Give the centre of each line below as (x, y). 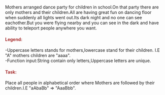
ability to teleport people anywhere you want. (51, 28)
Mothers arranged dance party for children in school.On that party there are (82, 7)
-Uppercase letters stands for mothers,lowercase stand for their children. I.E (82, 50)
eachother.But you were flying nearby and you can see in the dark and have (82, 23)
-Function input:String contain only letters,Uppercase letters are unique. (78, 61)
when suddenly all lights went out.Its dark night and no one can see (74, 17)
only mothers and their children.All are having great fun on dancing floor (78, 12)
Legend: (14, 39)
